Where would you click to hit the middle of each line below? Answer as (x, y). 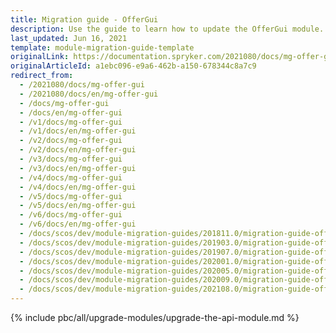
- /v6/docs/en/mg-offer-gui (78, 224)
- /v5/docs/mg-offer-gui (71, 196)
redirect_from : (42, 76)
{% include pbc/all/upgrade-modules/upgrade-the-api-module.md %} (155, 317)
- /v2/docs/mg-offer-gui (71, 141)
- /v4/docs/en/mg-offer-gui (78, 187)
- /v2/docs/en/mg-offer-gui (78, 150)
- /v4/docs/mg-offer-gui (71, 177)
